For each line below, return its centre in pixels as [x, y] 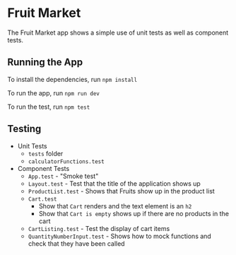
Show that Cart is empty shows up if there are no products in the [134, 213]
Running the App [45, 63]
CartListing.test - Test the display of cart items [99, 228]
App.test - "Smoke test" [63, 176]
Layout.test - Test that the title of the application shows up [114, 183]
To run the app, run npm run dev [54, 93]
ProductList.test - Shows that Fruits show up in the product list [122, 191]
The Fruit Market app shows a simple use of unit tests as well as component [118, 32]
